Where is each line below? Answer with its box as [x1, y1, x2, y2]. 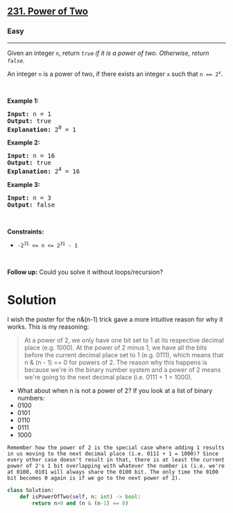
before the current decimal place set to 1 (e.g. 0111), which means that [24, 350, 224, 359]
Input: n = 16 [7, 152, 55, 160]
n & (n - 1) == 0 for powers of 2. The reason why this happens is [24, 358, 208, 366]
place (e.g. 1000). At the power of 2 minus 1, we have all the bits [24, 343, 207, 352]
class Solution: [7, 487, 54, 494]
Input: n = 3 [7, 194, 52, 202]
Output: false [7, 201, 55, 209]
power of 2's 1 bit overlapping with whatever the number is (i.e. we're [7, 462, 225, 469]
